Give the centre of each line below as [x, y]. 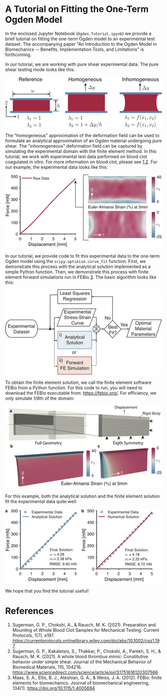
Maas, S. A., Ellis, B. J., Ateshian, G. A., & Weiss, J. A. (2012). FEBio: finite [87, 678]
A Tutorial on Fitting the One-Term [77, 9]
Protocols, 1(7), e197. [33, 635]
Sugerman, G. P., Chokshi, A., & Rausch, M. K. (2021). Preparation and [84, 624]
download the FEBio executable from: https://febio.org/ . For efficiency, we [81, 393]
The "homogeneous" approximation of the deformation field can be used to [83, 136]
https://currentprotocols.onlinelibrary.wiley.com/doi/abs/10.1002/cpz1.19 [86, 640]
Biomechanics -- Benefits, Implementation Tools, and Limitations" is [75, 49]
